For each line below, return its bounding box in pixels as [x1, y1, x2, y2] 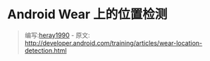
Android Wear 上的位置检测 [7, 6, 168, 22]
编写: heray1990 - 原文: [24, 31, 90, 39]
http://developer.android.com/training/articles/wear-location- [24, 39, 203, 47]
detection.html [24, 46, 67, 55]
